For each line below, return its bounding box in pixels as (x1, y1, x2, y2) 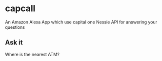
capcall (5, 3, 36, 14)
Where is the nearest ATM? (5, 51, 60, 57)
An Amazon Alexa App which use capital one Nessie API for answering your (5, 19, 158, 25)
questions (5, 24, 25, 30)
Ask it (5, 39, 23, 47)
